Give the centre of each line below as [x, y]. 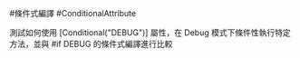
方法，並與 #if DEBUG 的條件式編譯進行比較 [91, 44]
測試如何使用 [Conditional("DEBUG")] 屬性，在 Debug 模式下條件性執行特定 [150, 33]
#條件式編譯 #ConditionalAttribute [73, 13]
